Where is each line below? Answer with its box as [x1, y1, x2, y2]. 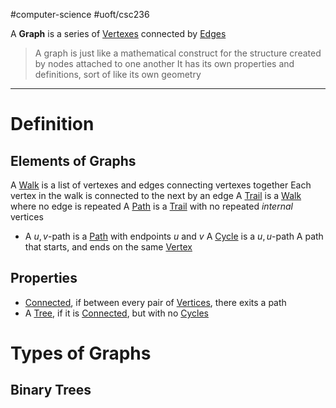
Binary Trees [10, 382, 92, 399]
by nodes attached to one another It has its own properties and [34, 58, 295, 69]
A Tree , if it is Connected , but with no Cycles [24, 307, 209, 319]
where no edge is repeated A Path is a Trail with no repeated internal [10, 200, 293, 212]
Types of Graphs [10, 342, 152, 364]
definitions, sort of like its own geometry [34, 69, 202, 80]
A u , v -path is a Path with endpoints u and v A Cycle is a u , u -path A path [24, 230, 324, 242]
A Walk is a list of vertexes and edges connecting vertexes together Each [10, 179, 312, 191]
